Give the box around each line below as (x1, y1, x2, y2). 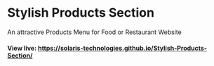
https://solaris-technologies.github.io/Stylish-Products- (37, 44, 207, 52)
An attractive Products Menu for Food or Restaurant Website (7, 28, 182, 36)
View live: (7, 44, 37, 52)
